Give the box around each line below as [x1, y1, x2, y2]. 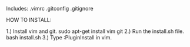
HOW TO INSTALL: [6, 16, 52, 23]
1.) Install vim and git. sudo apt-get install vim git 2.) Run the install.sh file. [6, 28, 184, 35]
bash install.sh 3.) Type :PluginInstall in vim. [6, 34, 112, 41]
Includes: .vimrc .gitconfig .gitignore [6, 5, 94, 12]
